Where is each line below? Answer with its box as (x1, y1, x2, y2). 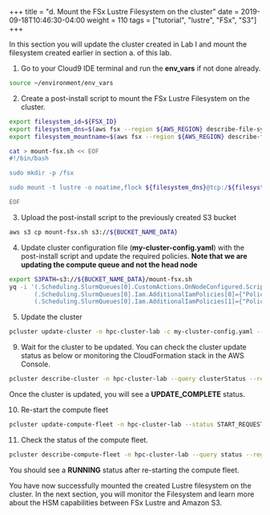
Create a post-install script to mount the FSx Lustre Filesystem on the (20, 93, 251, 103)
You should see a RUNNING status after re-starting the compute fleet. (9, 465, 240, 475)
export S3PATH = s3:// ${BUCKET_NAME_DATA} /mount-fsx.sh (9, 275, 193, 284)
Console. (20, 359, 51, 369)
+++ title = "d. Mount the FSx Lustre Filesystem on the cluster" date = (9, 7, 240, 16)
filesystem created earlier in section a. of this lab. (9, 48, 172, 57)
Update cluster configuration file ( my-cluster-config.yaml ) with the (20, 243, 245, 252)
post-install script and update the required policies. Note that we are (20, 251, 248, 260)
